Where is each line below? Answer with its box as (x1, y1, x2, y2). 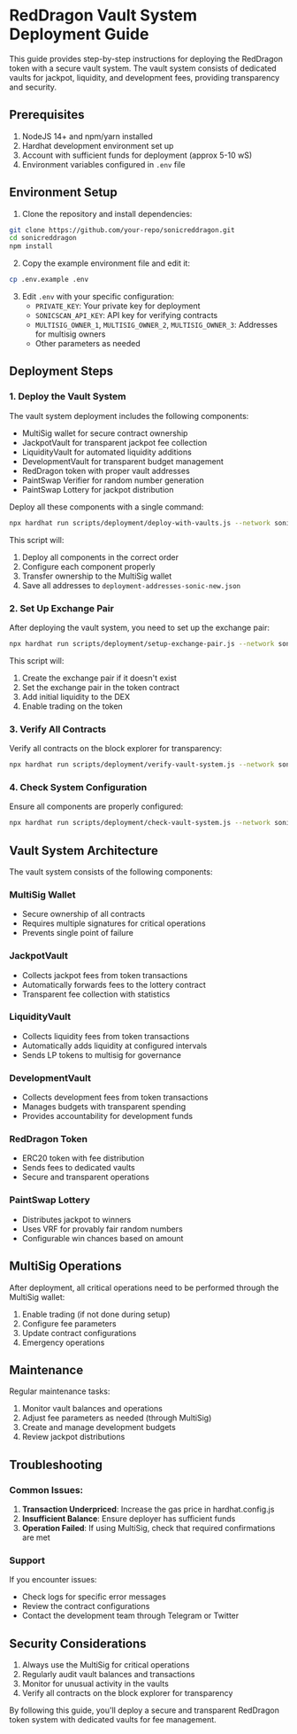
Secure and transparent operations (21, 1171, 150, 1183)
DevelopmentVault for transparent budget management (21, 455, 224, 466)
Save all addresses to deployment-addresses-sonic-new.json (21, 579, 241, 590)
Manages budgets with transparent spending (21, 1101, 187, 1112)
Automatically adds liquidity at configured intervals (21, 1040, 208, 1051)
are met (21, 1532, 50, 1543)
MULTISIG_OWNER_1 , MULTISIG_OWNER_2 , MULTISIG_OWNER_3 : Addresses (34, 320, 278, 330)
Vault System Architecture (9, 843, 159, 858)
